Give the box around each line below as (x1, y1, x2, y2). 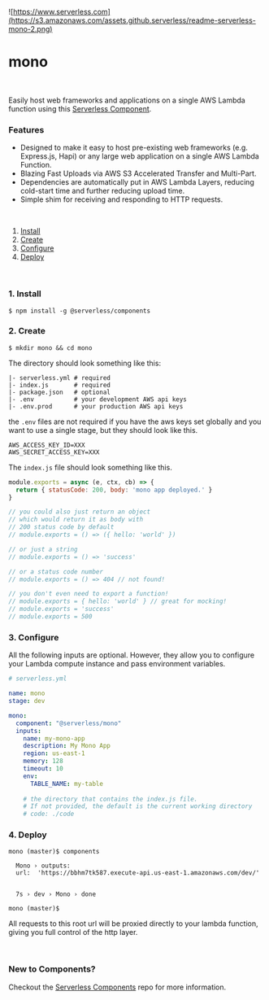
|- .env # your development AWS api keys (8, 395, 187, 404)
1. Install (8, 288, 42, 299)
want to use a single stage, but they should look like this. (8, 425, 198, 434)
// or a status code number (8, 567, 104, 576)
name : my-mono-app (23, 734, 85, 743)
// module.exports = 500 (8, 613, 93, 621)
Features (8, 124, 45, 135)
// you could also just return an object (8, 508, 151, 516)
